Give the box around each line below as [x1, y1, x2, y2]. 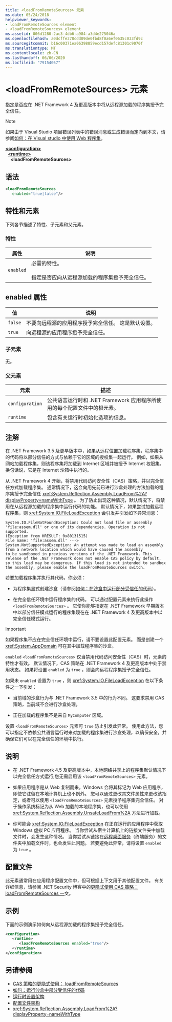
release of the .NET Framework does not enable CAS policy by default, [5, 556, 161, 562]
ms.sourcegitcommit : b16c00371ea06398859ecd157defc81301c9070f [5, 41, 143, 46]
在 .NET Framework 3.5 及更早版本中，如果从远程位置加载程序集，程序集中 [5, 448, 163, 454]
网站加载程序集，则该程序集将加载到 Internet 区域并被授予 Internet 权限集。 [5, 460, 165, 467]
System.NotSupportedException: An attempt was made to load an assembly [5, 543, 164, 548]
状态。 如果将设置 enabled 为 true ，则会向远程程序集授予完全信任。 [9, 667, 154, 673]
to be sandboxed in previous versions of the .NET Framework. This [5, 552, 153, 557]
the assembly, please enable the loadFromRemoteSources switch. [5, 565, 145, 570]
